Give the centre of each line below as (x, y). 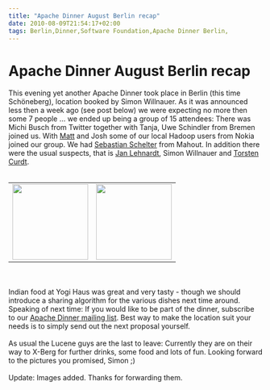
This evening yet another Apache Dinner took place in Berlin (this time (125, 93)
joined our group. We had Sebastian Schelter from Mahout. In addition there (134, 145)
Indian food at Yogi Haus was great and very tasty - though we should (125, 292)
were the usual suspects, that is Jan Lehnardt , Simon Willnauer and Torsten (134, 153)
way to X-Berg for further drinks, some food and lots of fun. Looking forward (136, 352)
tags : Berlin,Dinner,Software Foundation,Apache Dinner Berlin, (118, 31)
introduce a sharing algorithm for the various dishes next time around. (124, 300)
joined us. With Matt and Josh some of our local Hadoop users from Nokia (131, 136)
